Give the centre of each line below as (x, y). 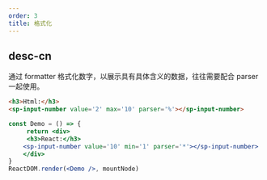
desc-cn (30, 56)
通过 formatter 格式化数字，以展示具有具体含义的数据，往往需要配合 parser (133, 77)
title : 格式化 (30, 23)
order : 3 (23, 16)
